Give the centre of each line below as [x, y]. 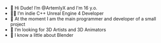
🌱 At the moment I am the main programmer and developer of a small [83, 19]
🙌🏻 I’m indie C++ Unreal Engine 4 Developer [57, 13]
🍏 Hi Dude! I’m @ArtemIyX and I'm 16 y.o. [54, 8]
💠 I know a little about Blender [42, 35]
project [18, 24]
